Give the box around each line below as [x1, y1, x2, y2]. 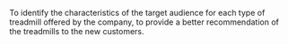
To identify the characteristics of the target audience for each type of [9, 8, 266, 18]
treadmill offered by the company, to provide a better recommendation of [9, 17, 280, 27]
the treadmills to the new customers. [9, 26, 145, 36]
